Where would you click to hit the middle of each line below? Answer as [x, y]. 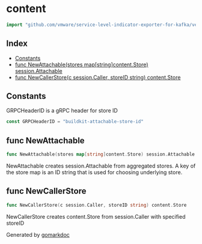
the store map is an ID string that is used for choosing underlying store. [94, 172]
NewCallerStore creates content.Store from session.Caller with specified [96, 216]
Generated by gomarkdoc [38, 234]
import [14, 25]
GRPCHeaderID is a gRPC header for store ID [62, 111]
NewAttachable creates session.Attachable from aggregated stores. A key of [101, 166]
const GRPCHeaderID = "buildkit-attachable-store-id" [75, 122]
